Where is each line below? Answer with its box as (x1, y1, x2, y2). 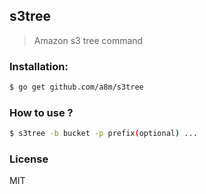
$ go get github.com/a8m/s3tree (9, 82, 144, 93)
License (9, 152, 49, 166)
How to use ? (9, 105, 74, 119)
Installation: (9, 59, 69, 73)
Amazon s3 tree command (33, 34, 144, 46)
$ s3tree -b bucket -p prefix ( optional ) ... (9, 129, 198, 139)
